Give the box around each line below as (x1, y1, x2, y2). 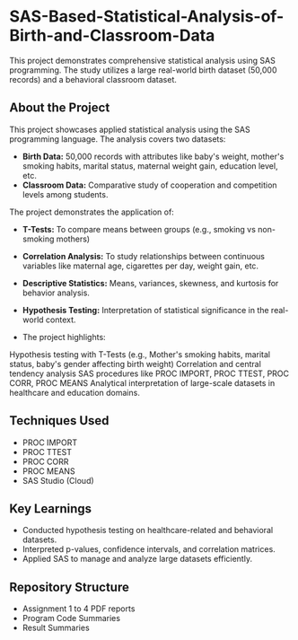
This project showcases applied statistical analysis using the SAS (9, 124, 250, 135)
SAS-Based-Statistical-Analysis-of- (9, 6, 285, 27)
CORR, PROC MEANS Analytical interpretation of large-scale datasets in (9, 377, 276, 388)
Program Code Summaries (22, 613, 121, 624)
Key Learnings (9, 501, 92, 516)
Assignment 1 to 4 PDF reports (22, 603, 136, 614)
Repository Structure (9, 579, 130, 594)
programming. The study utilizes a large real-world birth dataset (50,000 (9, 65, 277, 75)
